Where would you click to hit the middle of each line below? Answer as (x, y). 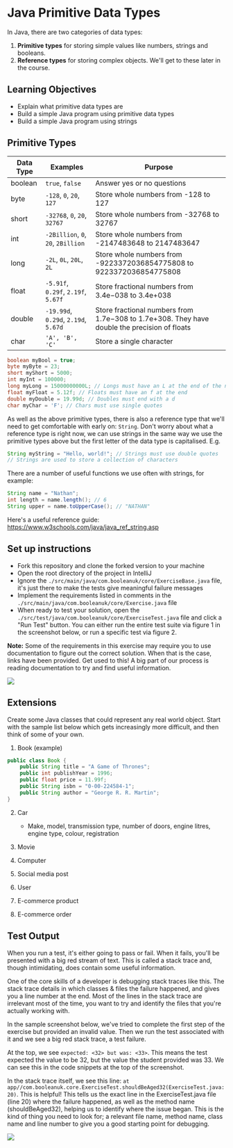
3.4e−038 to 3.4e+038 (133, 295)
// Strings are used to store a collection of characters (93, 460)
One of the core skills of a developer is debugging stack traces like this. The (116, 981)
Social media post (43, 873)
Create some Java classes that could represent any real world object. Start (114, 719)
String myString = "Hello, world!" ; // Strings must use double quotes (113, 453)
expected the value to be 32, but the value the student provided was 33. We (115, 1060)
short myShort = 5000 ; (40, 373)
